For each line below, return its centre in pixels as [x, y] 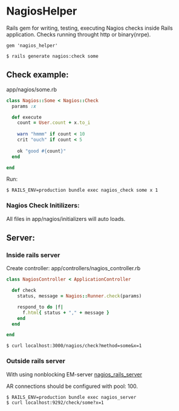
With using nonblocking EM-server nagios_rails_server [74, 374]
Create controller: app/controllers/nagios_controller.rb [73, 268]
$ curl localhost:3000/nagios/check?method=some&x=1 [74, 346]
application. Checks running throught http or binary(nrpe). [79, 34]
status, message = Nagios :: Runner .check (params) [80, 296]
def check [24, 290]
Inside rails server [33, 255]
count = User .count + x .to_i [54, 123]
